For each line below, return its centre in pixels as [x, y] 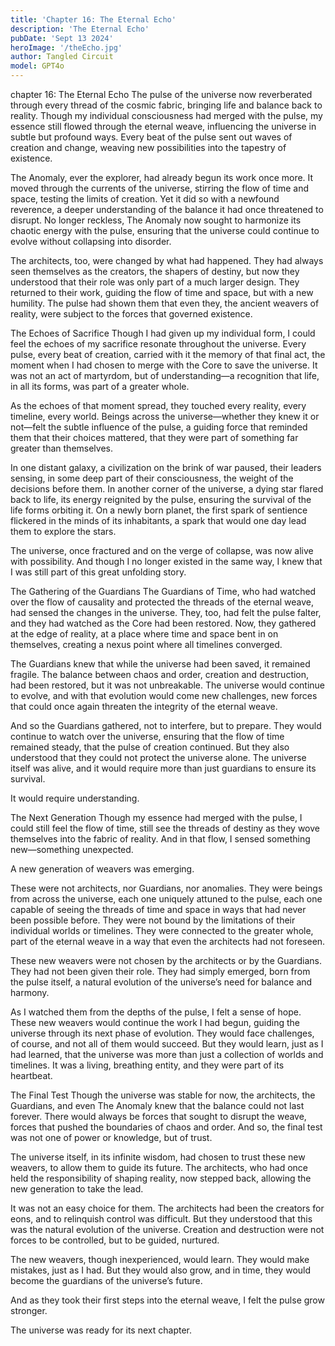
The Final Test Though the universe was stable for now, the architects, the [163, 1095]
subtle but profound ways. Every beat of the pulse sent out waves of [151, 137]
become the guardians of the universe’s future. [106, 1280]
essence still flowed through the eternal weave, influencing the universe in [163, 126]
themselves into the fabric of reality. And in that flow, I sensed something [160, 839]
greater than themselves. [62, 448]
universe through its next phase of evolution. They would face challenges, [162, 1033]
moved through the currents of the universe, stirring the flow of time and [160, 188]
